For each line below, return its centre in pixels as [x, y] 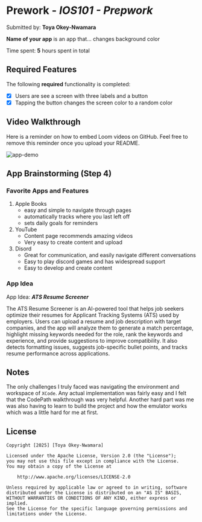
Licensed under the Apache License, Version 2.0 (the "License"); [91, 456]
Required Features [42, 70]
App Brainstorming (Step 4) [59, 173]
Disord [23, 249]
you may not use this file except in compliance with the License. [93, 461]
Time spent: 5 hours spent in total [48, 50]
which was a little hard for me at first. [52, 412]
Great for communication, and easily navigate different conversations [110, 255]
